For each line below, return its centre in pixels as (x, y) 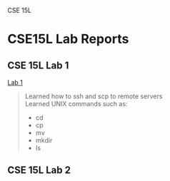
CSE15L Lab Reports (68, 39)
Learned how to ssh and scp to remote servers (94, 96)
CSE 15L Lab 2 (39, 170)
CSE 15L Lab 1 (38, 65)
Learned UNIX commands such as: (76, 104)
